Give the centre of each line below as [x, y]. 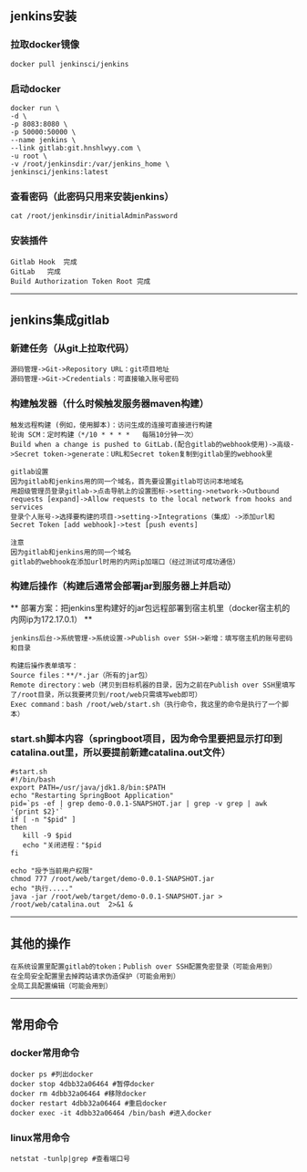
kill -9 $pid [47, 836]
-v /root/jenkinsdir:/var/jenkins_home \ [90, 164]
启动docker [36, 88]
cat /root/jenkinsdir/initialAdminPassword [94, 216]
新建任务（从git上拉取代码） [72, 347]
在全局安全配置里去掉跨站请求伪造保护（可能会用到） [95, 976]
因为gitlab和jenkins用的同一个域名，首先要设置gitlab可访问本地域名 [127, 482]
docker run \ [35, 108]
